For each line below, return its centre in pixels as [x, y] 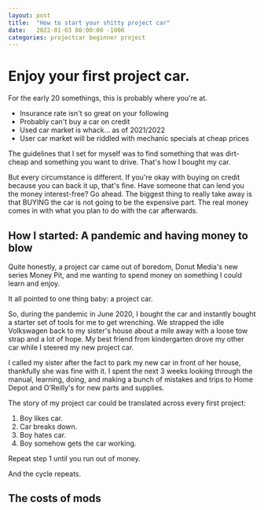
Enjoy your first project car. [99, 76]
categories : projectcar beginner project [77, 37]
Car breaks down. [48, 427]
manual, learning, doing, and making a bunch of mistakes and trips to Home [131, 379]
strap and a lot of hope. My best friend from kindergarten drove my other [126, 339]
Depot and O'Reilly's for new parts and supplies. [86, 388]
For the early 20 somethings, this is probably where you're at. [108, 98]
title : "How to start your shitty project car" [89, 23]
